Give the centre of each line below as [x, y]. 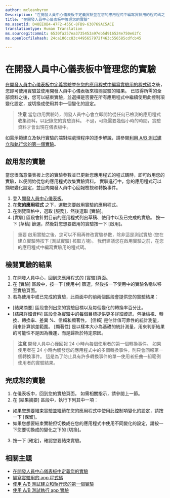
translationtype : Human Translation [44, 29]
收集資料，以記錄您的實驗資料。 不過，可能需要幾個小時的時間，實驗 [89, 120]
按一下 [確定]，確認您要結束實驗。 [48, 441]
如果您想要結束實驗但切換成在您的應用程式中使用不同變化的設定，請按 [86, 423]
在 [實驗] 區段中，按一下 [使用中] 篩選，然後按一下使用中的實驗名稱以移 [87, 284]
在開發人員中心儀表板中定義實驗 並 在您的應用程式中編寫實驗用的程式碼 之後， [85, 84]
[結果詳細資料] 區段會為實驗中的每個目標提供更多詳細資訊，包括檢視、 [86, 314]
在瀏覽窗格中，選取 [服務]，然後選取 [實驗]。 [59, 211]
